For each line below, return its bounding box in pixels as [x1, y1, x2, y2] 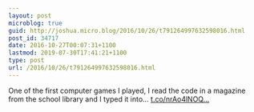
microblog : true [8, 19, 62, 27]
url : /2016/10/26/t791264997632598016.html [8, 64, 156, 72]
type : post [8, 57, 45, 65]
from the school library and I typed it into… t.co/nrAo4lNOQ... [8, 94, 210, 104]
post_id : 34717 [8, 34, 59, 42]
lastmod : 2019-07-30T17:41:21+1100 [8, 49, 127, 57]
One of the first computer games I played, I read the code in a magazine [8, 86, 246, 95]
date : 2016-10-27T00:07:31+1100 [8, 42, 116, 50]
